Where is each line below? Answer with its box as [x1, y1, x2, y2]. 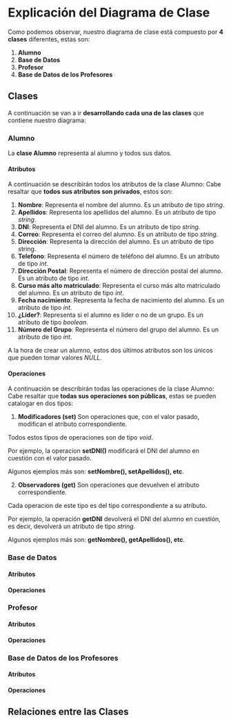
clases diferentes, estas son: [8, 35, 90, 43]
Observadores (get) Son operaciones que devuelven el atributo [17, 481, 199, 489]
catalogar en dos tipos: [8, 399, 73, 408]
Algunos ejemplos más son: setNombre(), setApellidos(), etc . [8, 467, 185, 476]
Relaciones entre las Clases [8, 706, 130, 718]
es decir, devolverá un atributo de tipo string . [8, 523, 136, 531]
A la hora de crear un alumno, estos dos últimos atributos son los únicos [8, 347, 213, 355]
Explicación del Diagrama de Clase [8, 5, 210, 21]
